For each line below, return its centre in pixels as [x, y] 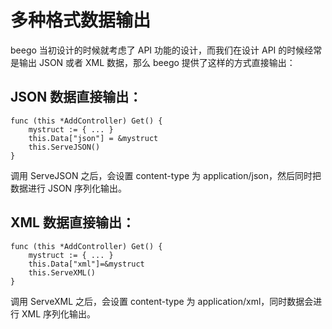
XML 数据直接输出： [72, 222]
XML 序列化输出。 [58, 313]
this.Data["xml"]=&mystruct [86, 264]
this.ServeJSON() [64, 147]
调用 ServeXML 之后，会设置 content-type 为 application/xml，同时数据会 [162, 301]
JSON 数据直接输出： [76, 97]
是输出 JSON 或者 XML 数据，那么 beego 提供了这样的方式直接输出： [153, 62]
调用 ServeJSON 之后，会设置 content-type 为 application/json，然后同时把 [166, 175]
